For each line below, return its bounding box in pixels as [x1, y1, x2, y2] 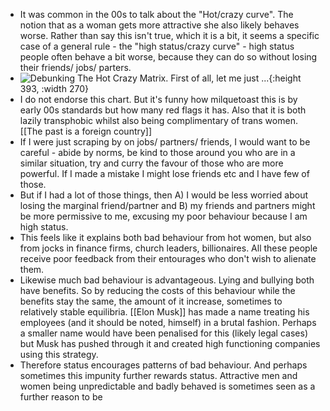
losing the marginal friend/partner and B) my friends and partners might [19, 200, 316, 211]
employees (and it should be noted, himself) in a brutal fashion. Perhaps [19, 317, 317, 328]
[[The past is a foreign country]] [19, 125, 153, 137]
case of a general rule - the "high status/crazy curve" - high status [19, 40, 295, 52]
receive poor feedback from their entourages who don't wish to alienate [19, 253, 317, 264]
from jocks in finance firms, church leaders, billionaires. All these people [19, 242, 318, 254]
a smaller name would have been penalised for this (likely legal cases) [19, 327, 308, 339]
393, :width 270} [19, 83, 89, 94]
